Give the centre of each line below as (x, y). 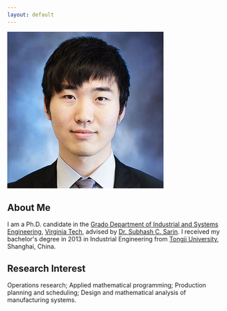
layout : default (31, 15)
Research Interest (47, 268)
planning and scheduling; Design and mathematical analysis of (96, 293)
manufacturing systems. (42, 300)
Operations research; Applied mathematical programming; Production (107, 285)
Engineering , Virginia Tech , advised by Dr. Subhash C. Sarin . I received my (113, 232)
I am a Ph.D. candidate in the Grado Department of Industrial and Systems (113, 224)
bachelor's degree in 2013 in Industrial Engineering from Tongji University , (113, 239)
